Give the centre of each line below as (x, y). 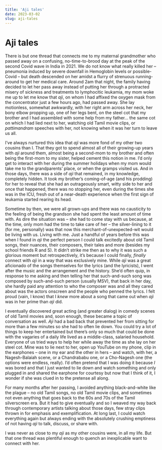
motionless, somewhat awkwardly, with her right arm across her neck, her (79, 108)
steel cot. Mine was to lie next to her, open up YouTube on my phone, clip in (81, 347)
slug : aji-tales (21, 18)
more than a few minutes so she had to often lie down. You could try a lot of (81, 327)
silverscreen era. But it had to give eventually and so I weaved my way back (81, 403)
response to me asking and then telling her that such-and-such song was (78, 276)
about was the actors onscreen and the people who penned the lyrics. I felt (80, 291)
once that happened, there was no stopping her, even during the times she (80, 189)
